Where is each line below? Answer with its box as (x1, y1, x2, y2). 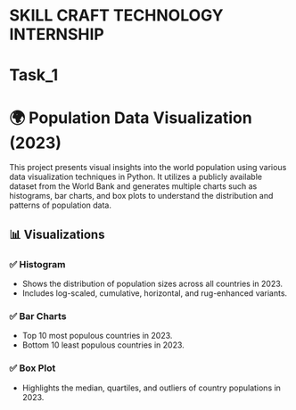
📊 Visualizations (9, 226, 105, 242)
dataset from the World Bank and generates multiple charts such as (9, 181, 258, 192)
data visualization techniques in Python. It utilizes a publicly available (9, 171, 263, 183)
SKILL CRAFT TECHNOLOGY (9, 5, 224, 26)
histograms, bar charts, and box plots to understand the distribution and (9, 191, 274, 201)
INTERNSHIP (9, 24, 104, 45)
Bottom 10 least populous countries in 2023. (21, 340, 185, 350)
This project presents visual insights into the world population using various (9, 162, 287, 173)
